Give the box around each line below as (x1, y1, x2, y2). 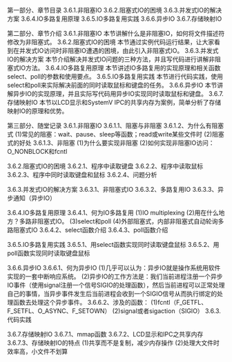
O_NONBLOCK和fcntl (7, 148, 68, 155)
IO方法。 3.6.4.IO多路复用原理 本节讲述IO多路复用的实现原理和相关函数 (19, 64, 221, 72)
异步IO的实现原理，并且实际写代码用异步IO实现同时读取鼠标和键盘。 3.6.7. (12, 90, 224, 98)
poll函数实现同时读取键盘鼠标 (7, 249, 90, 257)
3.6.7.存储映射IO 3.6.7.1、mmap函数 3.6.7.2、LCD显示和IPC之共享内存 (7, 330, 204, 338)
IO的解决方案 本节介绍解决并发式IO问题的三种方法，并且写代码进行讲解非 (7, 55, 215, 63)
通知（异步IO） (12, 194, 57, 202)
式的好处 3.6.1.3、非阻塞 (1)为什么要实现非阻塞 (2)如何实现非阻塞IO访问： (7, 139, 215, 147)
